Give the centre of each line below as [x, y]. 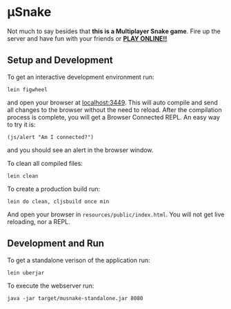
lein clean [23, 176]
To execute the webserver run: [51, 285]
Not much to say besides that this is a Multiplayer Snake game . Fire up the [114, 31]
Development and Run [56, 244]
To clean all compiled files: [45, 163]
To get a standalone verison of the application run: [79, 260]
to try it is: [21, 124]
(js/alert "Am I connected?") [51, 137]
